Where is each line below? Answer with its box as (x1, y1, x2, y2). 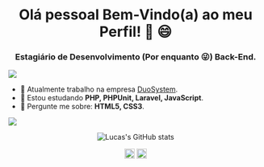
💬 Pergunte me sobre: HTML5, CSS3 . (19, 102, 145, 112)
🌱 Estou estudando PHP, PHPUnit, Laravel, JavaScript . (19, 93, 204, 103)
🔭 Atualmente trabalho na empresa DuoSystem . (19, 84, 178, 94)
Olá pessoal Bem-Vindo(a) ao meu (19, 6, 253, 24)
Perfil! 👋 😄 (99, 22, 172, 41)
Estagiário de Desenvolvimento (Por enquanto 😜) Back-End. (15, 51, 257, 63)
